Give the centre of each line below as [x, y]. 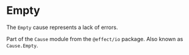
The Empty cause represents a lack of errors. [62, 27]
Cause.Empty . [22, 45]
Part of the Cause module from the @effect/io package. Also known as [95, 39]
